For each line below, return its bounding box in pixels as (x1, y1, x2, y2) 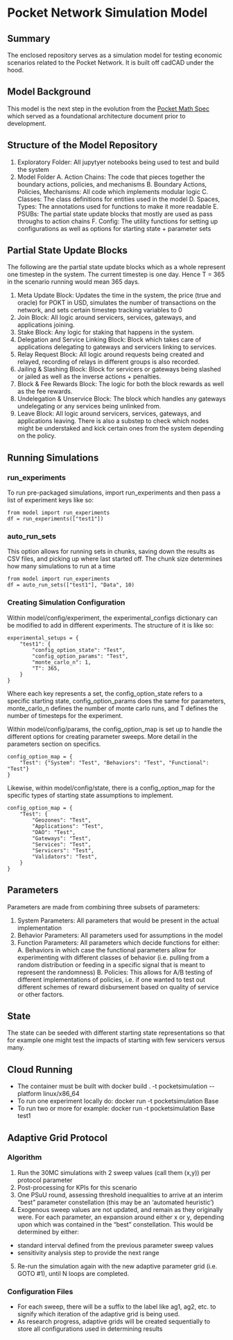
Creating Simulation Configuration (7, 598, 126, 607)
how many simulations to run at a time (7, 562, 116, 571)
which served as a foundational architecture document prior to (7, 111, 186, 120)
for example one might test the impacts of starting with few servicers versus (7, 1036, 225, 1044)
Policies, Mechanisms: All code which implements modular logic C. (17, 187, 209, 196)
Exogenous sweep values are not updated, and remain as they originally (17, 1205, 223, 1213)
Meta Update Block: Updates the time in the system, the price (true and (17, 291, 221, 300)
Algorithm (7, 1153, 42, 1163)
